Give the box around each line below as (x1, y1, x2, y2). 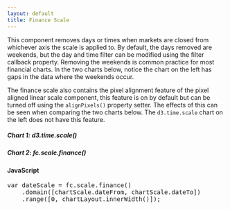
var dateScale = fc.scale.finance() (7, 182, 132, 189)
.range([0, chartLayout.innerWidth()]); (21, 195, 161, 203)
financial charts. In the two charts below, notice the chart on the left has (7, 65, 212, 73)
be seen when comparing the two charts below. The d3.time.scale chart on (7, 108, 224, 116)
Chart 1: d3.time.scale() (7, 131, 78, 139)
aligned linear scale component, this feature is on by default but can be (7, 93, 211, 101)
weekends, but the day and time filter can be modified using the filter (7, 50, 204, 59)
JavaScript (7, 166, 39, 174)
